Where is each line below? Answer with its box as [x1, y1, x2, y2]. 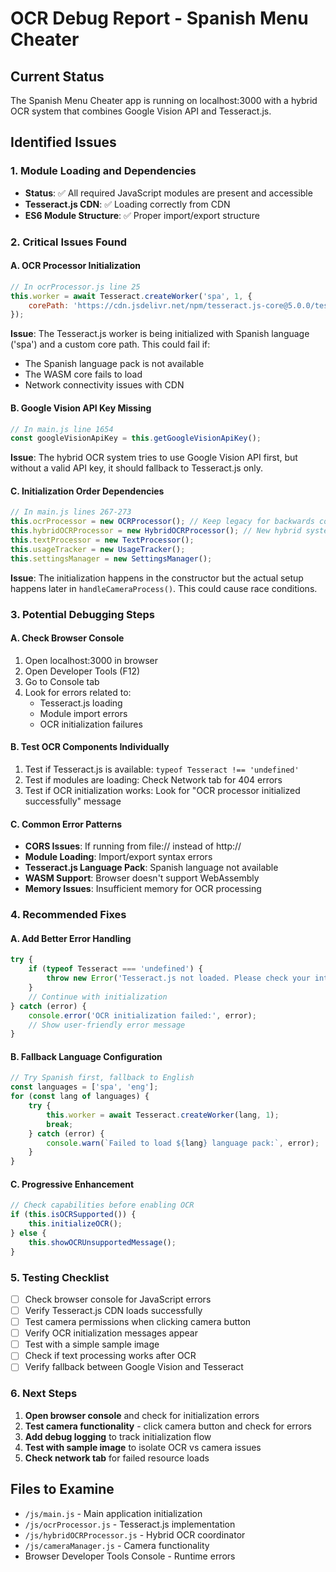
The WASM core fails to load [24, 368, 143, 381]
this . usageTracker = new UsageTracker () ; [10, 544, 186, 554]
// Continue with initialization [28, 992, 168, 1002]
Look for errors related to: [24, 686, 132, 698]
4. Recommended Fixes [10, 908, 127, 922]
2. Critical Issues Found [10, 235, 128, 249]
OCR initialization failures [39, 718, 143, 730]
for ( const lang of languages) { [10, 1092, 150, 1102]
